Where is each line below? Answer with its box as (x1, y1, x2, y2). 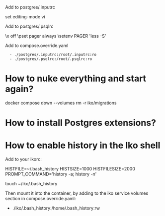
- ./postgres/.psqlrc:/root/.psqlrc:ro (9, 56, 92, 61)
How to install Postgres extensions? (5, 117, 157, 128)
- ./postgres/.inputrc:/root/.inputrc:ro (9, 52, 97, 57)
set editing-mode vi (5, 14, 46, 19)
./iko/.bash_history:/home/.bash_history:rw (12, 205, 100, 211)
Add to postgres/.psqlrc (5, 23, 54, 29)
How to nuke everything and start (5, 73, 147, 84)
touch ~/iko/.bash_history (5, 181, 58, 187)
